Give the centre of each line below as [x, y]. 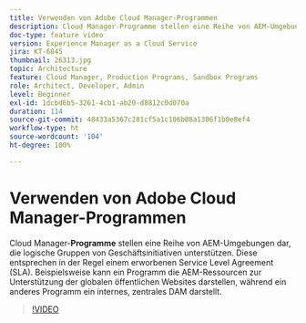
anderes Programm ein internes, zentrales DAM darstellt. [116, 291]
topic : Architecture [49, 69]
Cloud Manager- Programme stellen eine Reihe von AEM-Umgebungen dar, [150, 243]
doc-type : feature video [56, 35]
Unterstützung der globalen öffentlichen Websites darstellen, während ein [148, 281]
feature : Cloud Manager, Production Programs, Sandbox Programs [134, 78]
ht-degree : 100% [40, 145]
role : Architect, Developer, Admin [77, 86]
